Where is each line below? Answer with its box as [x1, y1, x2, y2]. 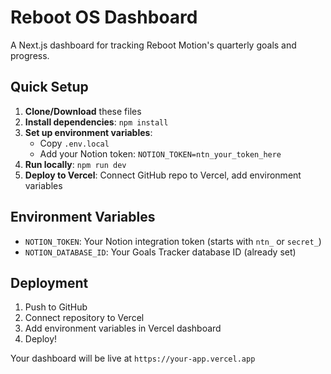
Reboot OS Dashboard [10, 6, 198, 29]
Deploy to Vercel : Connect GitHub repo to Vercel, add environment [24, 169, 302, 181]
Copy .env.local [39, 137, 110, 149]
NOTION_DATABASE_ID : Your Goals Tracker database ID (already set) [24, 246, 297, 258]
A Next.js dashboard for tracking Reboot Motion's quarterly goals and [10, 39, 297, 51]
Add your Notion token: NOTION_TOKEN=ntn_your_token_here [39, 147, 282, 160]
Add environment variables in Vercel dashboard [24, 322, 222, 335]
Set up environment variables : [24, 126, 153, 138]
